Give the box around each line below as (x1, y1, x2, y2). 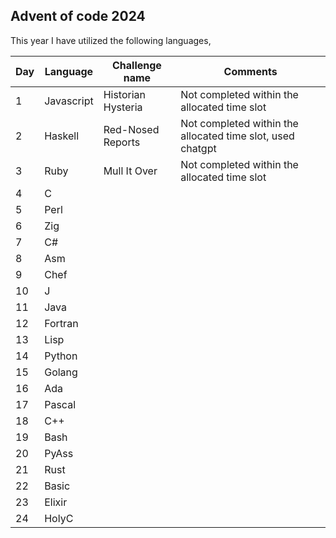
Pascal (44, 397, 77, 411)
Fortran (44, 316, 79, 330)
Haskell (44, 129, 80, 143)
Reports (103, 135, 141, 149)
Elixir (44, 495, 68, 509)
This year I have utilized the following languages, (10, 34, 212, 46)
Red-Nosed (103, 122, 160, 136)
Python (44, 349, 78, 363)
